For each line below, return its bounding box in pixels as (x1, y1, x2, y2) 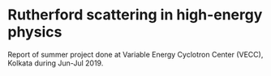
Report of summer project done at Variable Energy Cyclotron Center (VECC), (7, 49, 264, 59)
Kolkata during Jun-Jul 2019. (7, 58, 104, 68)
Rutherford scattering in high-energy (7, 6, 263, 24)
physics (7, 23, 62, 41)
